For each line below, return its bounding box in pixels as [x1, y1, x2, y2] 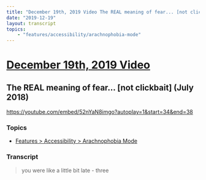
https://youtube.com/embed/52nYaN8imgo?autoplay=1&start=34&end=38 [6, 108, 193, 116]
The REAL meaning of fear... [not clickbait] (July [6, 82, 194, 92]
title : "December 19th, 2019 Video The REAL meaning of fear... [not [6, 9, 188, 15]
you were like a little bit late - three [21, 167, 109, 174]
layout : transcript [6, 20, 56, 26]
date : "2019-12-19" [6, 15, 56, 21]
